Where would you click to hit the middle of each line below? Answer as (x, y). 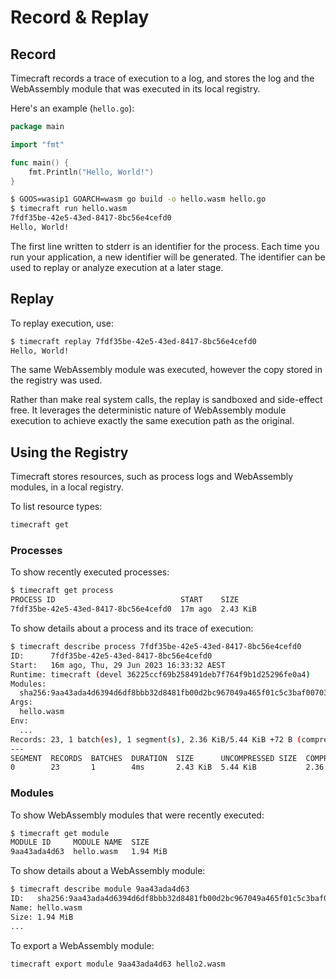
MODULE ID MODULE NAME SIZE (80, 842)
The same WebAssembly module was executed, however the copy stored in (166, 370)
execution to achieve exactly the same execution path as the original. (152, 421)
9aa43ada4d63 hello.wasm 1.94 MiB (89, 852)
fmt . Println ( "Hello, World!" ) (91, 172)
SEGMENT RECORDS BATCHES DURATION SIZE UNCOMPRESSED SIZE (154, 758)
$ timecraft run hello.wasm (69, 209)
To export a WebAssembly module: (82, 945)
